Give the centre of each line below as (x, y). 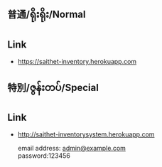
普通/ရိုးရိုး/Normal (47, 15)
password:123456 (44, 156)
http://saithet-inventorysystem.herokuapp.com (86, 134)
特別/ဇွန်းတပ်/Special (53, 87)
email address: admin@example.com (72, 149)
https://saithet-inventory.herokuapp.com (77, 62)
